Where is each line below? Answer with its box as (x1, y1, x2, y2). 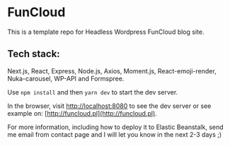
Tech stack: (7, 48, 60, 60)
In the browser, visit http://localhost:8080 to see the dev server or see (7, 102, 212, 110)
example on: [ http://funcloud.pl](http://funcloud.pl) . (7, 109, 157, 117)
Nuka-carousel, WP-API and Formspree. (7, 74, 125, 83)
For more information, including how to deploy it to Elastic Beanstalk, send (7, 123, 224, 131)
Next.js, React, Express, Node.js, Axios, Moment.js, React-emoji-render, (7, 66, 217, 75)
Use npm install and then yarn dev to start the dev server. (7, 87, 178, 96)
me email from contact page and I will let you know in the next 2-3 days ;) (7, 130, 222, 138)
